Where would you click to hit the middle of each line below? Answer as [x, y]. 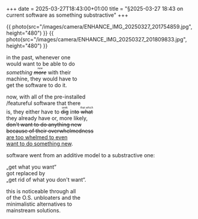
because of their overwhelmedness [50, 131]
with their [59, 72]
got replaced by [26, 173]
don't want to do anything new [44, 124]
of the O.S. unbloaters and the [43, 198]
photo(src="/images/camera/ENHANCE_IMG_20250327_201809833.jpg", [97, 39]
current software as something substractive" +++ [67, 15]
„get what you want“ [31, 167]
